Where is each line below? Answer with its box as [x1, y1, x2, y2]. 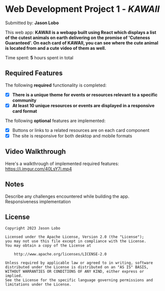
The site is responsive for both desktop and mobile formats [12, 132, 132, 139]
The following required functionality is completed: [5, 82, 107, 88]
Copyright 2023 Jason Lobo [5, 226, 61, 231]
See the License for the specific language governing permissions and [5, 278, 153, 283]
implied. [5, 273, 23, 279]
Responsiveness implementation [5, 199, 71, 205]
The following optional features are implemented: [5, 118, 106, 124]
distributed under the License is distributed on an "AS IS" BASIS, [5, 265, 149, 270]
